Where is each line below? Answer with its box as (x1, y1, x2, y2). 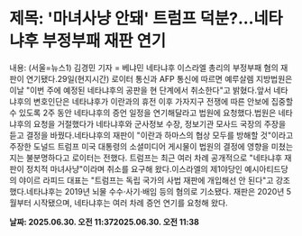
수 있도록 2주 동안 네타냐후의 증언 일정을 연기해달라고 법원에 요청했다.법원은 (9, 107, 277, 118)
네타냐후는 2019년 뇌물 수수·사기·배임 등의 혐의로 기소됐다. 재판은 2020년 (25, 186, 285, 196)
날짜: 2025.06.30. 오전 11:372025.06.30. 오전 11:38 (9, 216, 200, 227)
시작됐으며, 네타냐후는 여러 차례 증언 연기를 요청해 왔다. (32, 197, 228, 208)
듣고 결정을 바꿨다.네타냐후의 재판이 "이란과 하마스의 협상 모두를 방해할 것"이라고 (9, 130, 294, 141)
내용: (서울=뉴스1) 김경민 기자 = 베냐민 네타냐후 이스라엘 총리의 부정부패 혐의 (9, 62, 279, 73)
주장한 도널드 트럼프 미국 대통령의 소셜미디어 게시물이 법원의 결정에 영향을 (9, 141, 270, 151)
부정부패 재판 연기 (41, 31, 167, 51)
